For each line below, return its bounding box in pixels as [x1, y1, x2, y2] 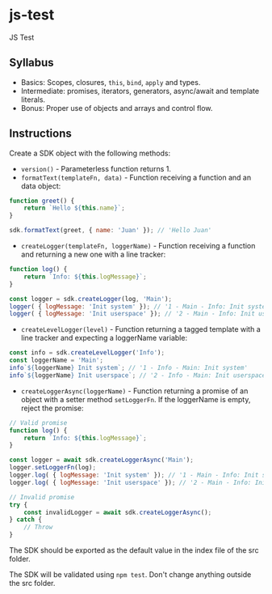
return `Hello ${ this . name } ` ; [23, 204, 126, 212]
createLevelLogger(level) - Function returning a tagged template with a [20, 325, 261, 334]
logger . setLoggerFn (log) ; [9, 464, 96, 472]
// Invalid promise [9, 493, 75, 501]
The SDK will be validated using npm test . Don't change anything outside [9, 570, 252, 579]
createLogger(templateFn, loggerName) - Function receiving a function [20, 241, 256, 251]
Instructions [9, 127, 72, 141]
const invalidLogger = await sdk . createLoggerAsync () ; [23, 508, 212, 516]
